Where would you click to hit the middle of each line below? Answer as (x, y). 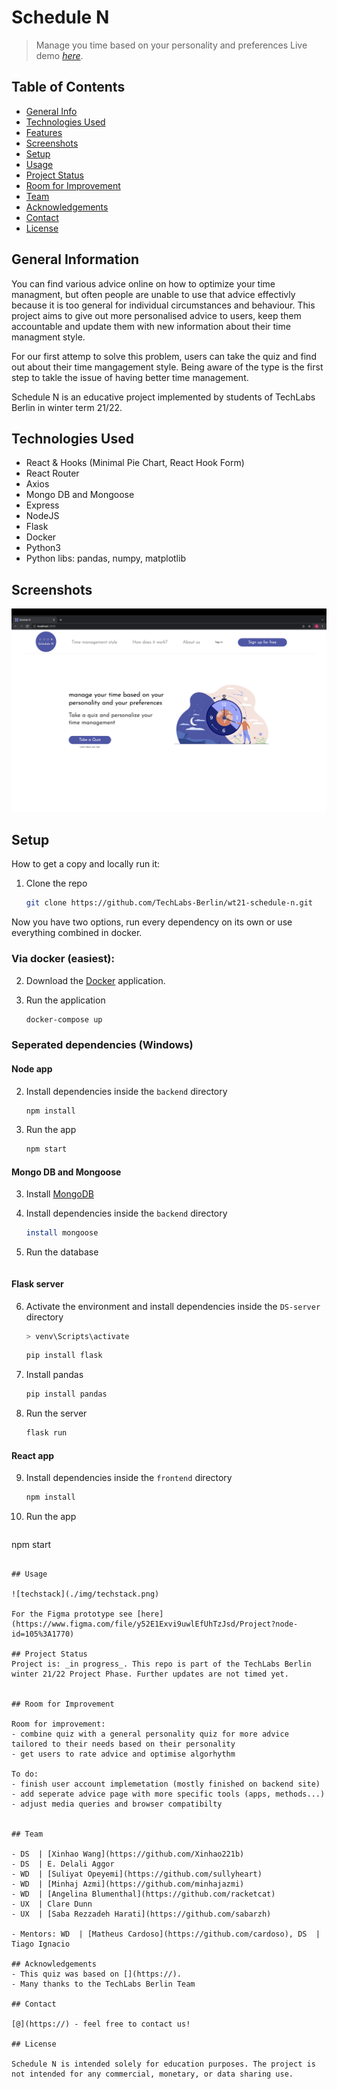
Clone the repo (56, 883)
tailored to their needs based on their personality (123, 1744)
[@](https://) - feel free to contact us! (101, 2024)
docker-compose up (64, 1019)
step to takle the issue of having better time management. (130, 377)
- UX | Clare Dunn (52, 1904)
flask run (46, 1433)
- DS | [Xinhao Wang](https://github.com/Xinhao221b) (128, 1854)
